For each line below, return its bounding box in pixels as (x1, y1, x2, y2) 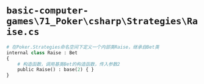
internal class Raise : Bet (6, 49, 78, 56)
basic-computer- (6, 5, 89, 16)
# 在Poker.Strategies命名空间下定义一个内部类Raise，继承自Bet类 (6, 44, 160, 50)
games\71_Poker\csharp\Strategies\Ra (6, 16, 199, 27)
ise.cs (6, 26, 40, 38)
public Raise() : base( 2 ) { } (17, 66, 95, 73)
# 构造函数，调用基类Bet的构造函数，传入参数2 (17, 61, 120, 67)
